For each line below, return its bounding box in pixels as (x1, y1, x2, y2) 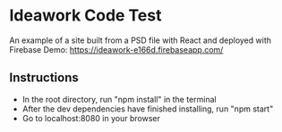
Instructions (9, 70, 79, 86)
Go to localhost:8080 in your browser (21, 112, 161, 123)
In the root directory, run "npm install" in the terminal (21, 94, 217, 104)
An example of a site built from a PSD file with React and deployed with (9, 35, 271, 45)
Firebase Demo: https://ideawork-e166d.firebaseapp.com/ (9, 44, 224, 54)
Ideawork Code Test (9, 5, 162, 26)
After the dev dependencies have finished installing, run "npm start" (21, 103, 274, 114)
